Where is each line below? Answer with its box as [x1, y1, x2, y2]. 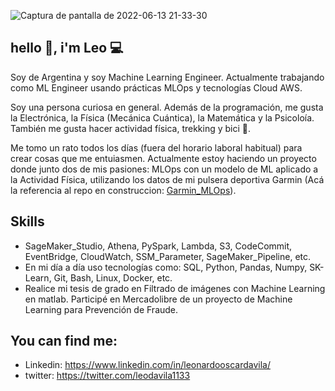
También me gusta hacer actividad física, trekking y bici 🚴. [10, 122, 252, 134]
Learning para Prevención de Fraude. [24, 303, 179, 315]
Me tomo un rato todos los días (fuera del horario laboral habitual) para [10, 141, 303, 154]
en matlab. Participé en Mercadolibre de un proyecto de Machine [24, 293, 293, 305]
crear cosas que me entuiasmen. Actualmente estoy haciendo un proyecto [10, 152, 317, 164]
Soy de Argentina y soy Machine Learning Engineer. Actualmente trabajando [10, 71, 325, 83]
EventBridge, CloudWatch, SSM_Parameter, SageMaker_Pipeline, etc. [24, 250, 312, 262]
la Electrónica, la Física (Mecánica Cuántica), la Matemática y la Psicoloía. [10, 111, 315, 124]
